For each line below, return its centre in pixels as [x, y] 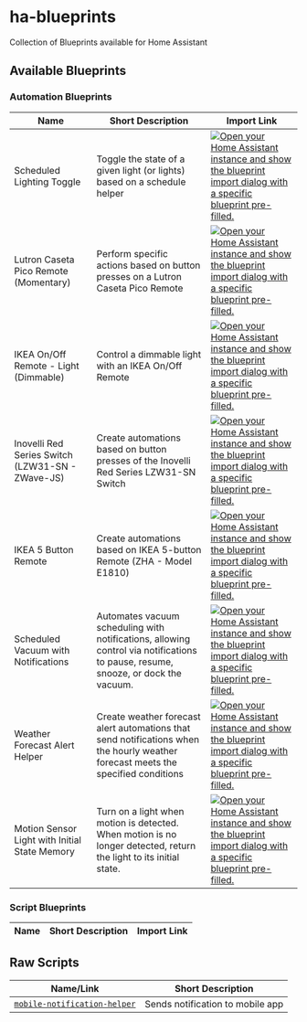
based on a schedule [141, 182]
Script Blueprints [48, 907]
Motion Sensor [46, 828]
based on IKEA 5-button [149, 549]
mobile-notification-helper [75, 1004]
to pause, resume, [135, 662]
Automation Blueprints [61, 97]
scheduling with [130, 627]
